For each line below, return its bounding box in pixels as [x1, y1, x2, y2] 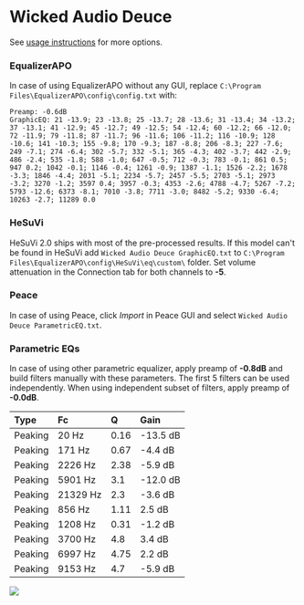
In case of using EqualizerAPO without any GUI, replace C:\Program [9, 80, 262, 91]
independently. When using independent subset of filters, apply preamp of [9, 382, 290, 393]
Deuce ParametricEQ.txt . [9, 319, 102, 330]
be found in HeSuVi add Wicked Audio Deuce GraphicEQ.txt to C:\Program [9, 246, 285, 257]
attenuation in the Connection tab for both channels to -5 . [9, 266, 226, 277]
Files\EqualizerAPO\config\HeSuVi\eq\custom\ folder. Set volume [9, 256, 257, 267]
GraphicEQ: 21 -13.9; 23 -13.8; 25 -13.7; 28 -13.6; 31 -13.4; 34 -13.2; [9, 116, 297, 125]
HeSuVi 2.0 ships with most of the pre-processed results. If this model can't [9, 237, 295, 248]
